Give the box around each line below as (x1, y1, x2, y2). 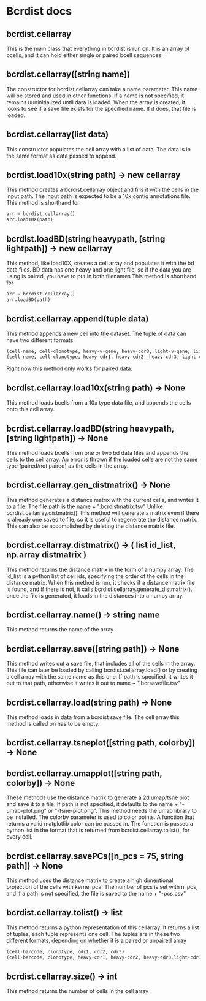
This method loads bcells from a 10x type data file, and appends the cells (6, 399, 191, 406)
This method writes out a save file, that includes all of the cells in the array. (6, 660, 196, 668)
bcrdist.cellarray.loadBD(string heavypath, (6, 423, 175, 433)
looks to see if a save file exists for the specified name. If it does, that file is (6, 105, 196, 112)
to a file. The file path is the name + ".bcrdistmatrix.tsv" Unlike (6, 503, 164, 510)
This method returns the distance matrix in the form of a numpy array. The (6, 566, 194, 573)
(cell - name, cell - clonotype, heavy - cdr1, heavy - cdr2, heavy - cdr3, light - (6, 354, 199, 360)
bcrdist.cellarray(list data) (6, 129, 109, 140)
